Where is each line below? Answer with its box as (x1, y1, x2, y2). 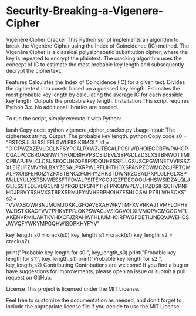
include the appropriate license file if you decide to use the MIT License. (6, 302, 181, 310)
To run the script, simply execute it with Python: (6, 115, 121, 122)
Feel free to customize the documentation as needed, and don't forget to (6, 297, 182, 304)
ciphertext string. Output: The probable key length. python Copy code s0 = (6, 132, 187, 139)
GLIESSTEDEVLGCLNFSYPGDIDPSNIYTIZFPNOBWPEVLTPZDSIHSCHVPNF (6, 182, 189, 189)
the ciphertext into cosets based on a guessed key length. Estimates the (6, 85, 181, 92)
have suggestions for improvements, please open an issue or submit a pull (6, 267, 186, 274)
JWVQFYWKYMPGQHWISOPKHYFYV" (6, 220, 100, 227)
